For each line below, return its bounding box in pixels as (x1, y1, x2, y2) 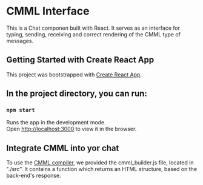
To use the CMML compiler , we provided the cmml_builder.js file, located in (6, 159, 194, 166)
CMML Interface (6, 4, 90, 18)
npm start (6, 107, 35, 113)
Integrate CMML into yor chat (6, 143, 119, 153)
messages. (6, 37, 34, 44)
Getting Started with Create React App (6, 55, 155, 65)
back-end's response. (6, 172, 61, 180)
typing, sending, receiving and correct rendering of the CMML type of (6, 30, 181, 38)
